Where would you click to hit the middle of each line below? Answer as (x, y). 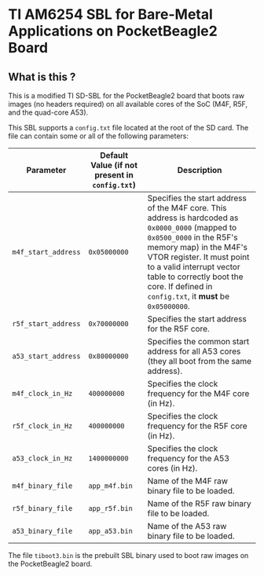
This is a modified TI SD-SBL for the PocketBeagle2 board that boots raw (126, 95)
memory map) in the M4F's (197, 247)
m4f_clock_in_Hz (42, 393)
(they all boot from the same (200, 361)
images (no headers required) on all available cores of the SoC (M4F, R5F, (128, 104)
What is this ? (42, 77)
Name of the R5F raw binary (199, 503)
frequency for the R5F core (197, 426)
